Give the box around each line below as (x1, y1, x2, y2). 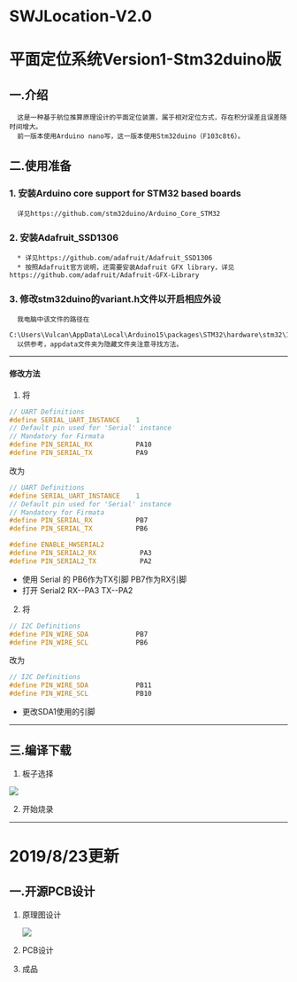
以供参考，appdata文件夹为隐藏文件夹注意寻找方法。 (17, 340, 184, 349)
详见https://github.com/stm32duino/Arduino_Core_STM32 (17, 209, 221, 218)
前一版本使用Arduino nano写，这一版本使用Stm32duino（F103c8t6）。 (17, 132, 245, 141)
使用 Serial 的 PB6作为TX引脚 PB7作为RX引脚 (21, 574, 187, 584)
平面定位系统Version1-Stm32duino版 (9, 50, 282, 70)
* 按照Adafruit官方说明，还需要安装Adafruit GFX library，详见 (17, 263, 235, 272)
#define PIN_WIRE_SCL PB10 (9, 689, 152, 699)
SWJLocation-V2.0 (9, 6, 153, 27)
